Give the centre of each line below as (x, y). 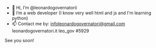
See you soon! (19, 40)
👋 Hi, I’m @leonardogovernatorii (44, 8)
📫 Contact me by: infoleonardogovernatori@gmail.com (68, 24)
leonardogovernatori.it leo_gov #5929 (50, 31)
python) (20, 18)
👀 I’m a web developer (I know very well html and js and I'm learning (81, 13)
